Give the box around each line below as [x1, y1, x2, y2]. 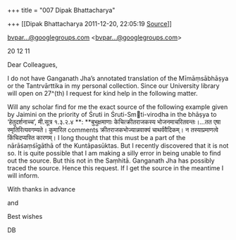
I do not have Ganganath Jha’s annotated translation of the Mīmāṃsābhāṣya [7, 74, 229, 82]
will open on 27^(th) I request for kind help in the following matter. [7, 89, 198, 97]
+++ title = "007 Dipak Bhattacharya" [7, 6, 116, 14]
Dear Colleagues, [7, 61, 58, 69]
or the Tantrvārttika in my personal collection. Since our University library [7, 82, 220, 90]
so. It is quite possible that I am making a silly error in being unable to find [7, 149, 221, 157]
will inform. [7, 172, 40, 179]
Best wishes [7, 213, 43, 220]
